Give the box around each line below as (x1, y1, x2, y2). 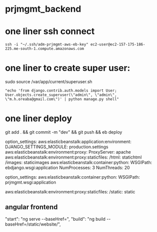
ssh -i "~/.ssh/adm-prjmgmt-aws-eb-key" (5, 42, 89, 47)
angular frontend (5, 203, 58, 211)
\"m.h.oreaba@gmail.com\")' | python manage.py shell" (5, 97, 119, 102)
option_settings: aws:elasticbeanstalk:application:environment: (5, 139, 132, 144)
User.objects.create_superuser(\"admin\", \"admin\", (5, 93, 117, 97)
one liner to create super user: (5, 63, 131, 74)
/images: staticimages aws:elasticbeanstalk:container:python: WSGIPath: (5, 160, 153, 165)
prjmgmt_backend (5, 3, 82, 15)
